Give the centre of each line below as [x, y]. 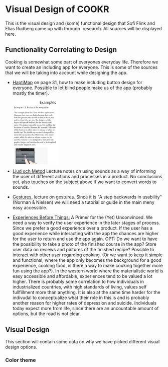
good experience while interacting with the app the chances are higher [86, 234]
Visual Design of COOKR [57, 9]
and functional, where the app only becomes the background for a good [87, 260]
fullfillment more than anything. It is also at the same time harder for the [86, 292]
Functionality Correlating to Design [61, 50]
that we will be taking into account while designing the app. [66, 72]
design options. [21, 347]
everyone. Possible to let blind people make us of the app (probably [82, 88]
